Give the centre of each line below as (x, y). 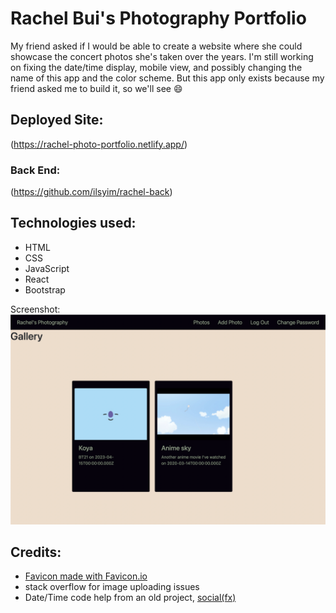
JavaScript (47, 268)
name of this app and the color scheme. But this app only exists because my (167, 78)
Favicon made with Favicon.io (86, 576)
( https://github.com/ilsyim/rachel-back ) (91, 192)
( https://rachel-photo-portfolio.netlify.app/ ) (99, 144)
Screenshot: (35, 309)
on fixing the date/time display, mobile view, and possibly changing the (156, 67)
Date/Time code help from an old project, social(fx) (130, 598)
